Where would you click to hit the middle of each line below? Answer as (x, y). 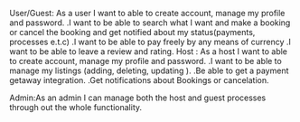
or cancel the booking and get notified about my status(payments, (132, 32)
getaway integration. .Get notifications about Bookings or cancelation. (139, 80)
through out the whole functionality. (76, 107)
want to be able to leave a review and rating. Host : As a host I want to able (148, 52)
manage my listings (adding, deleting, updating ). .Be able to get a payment (149, 70)
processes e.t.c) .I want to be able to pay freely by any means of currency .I (150, 42)
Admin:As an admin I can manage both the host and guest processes (138, 98)
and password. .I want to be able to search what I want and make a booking (150, 23)
